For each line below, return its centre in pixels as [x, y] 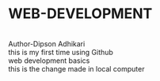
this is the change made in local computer [76, 68]
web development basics [49, 61]
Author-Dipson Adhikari [47, 43]
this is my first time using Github [61, 52]
